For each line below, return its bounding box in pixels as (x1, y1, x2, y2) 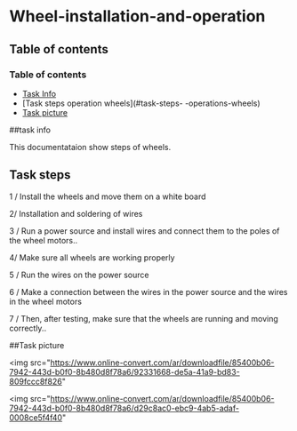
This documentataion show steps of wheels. (9, 141, 172, 152)
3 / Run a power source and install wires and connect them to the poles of (9, 225, 280, 236)
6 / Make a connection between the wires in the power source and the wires (9, 286, 288, 297)
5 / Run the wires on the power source (9, 269, 149, 280)
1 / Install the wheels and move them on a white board (9, 191, 206, 202)
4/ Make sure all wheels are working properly (9, 251, 175, 263)
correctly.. (9, 323, 47, 333)
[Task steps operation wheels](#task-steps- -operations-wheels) (21, 98, 261, 108)
